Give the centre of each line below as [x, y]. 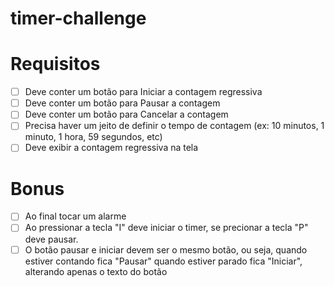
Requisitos [55, 64]
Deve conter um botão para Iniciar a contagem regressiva [143, 92]
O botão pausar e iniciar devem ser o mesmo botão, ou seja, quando [166, 249]
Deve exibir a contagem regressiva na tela [111, 148]
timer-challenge [78, 18]
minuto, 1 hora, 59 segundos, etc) [93, 137]
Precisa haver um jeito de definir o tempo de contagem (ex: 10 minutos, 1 [174, 126]
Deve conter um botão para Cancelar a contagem [126, 114]
